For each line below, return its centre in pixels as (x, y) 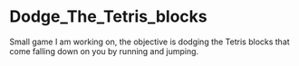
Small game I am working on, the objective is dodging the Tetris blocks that (149, 42)
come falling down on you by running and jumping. (104, 51)
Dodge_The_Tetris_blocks (109, 17)
